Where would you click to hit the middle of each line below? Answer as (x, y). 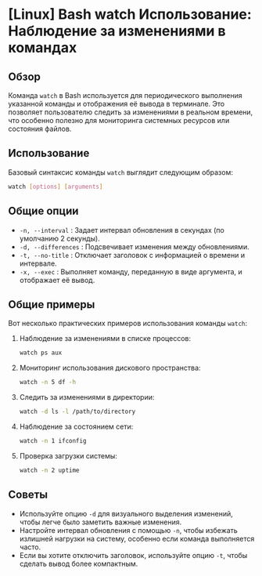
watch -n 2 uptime (49, 470)
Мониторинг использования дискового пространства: (110, 368)
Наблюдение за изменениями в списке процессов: (105, 339)
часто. (30, 547)
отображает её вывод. (57, 280)
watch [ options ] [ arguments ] (56, 187)
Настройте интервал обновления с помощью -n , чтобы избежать (129, 530)
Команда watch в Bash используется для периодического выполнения (125, 95)
